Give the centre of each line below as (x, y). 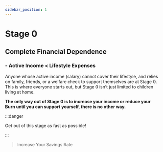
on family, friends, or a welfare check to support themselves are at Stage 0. (81, 82)
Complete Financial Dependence (56, 52)
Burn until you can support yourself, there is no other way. (66, 107)
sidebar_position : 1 (26, 10)
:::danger (14, 116)
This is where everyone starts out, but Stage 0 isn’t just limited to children (79, 87)
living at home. (20, 92)
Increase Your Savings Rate (45, 144)
